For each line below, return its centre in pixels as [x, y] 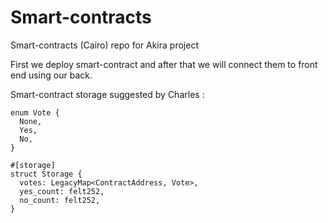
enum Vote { [35, 112]
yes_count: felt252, [62, 191]
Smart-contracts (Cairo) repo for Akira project [104, 45]
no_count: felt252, [60, 200]
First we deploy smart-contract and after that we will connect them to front [164, 64]
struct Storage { [46, 174]
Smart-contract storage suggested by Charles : [107, 94]
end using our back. [51, 75]
